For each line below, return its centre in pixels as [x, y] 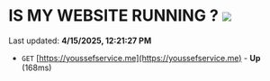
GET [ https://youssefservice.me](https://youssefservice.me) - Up [141, 58]
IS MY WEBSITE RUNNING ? [114, 16]
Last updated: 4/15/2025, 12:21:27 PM [80, 40]
